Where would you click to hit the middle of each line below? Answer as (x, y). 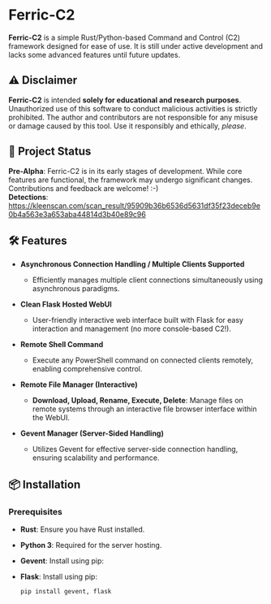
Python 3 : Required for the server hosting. (91, 545)
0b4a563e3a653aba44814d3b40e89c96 (77, 214)
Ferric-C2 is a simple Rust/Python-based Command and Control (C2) (125, 37)
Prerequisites (35, 511)
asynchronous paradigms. (76, 289)
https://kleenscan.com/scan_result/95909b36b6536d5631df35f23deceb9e (135, 206)
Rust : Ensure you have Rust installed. (82, 529)
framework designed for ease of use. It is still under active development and (136, 46)
